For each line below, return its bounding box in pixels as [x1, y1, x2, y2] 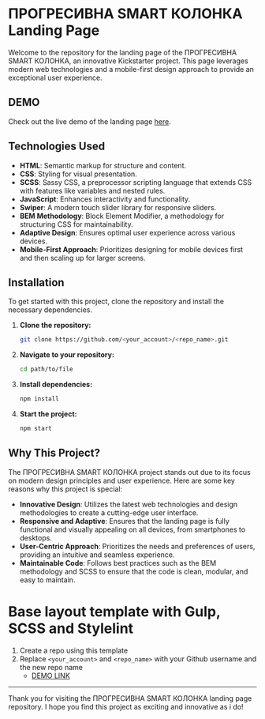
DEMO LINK [31, 671, 71, 680]
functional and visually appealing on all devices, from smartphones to [19, 525, 246, 534]
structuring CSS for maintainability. [19, 219, 133, 229]
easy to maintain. [19, 574, 76, 585]
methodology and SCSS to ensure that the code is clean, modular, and [19, 567, 248, 576]
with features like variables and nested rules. [19, 186, 166, 195]
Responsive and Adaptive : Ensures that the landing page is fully [19, 516, 230, 525]
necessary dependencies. [8, 305, 93, 314]
